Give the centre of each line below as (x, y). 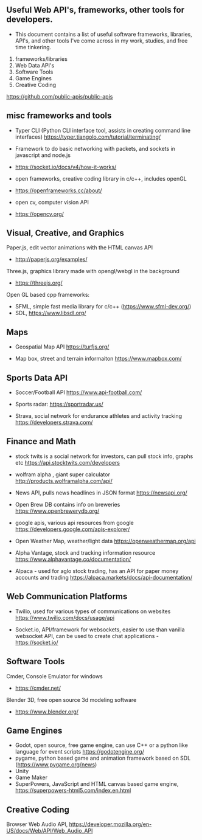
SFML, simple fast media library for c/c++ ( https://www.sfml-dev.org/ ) (103, 307)
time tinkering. (33, 47)
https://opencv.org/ (39, 214)
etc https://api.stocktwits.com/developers (68, 462)
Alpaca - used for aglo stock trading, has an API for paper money (97, 571)
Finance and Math (41, 441)
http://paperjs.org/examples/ (51, 259)
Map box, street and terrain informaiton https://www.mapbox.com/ (98, 359)
